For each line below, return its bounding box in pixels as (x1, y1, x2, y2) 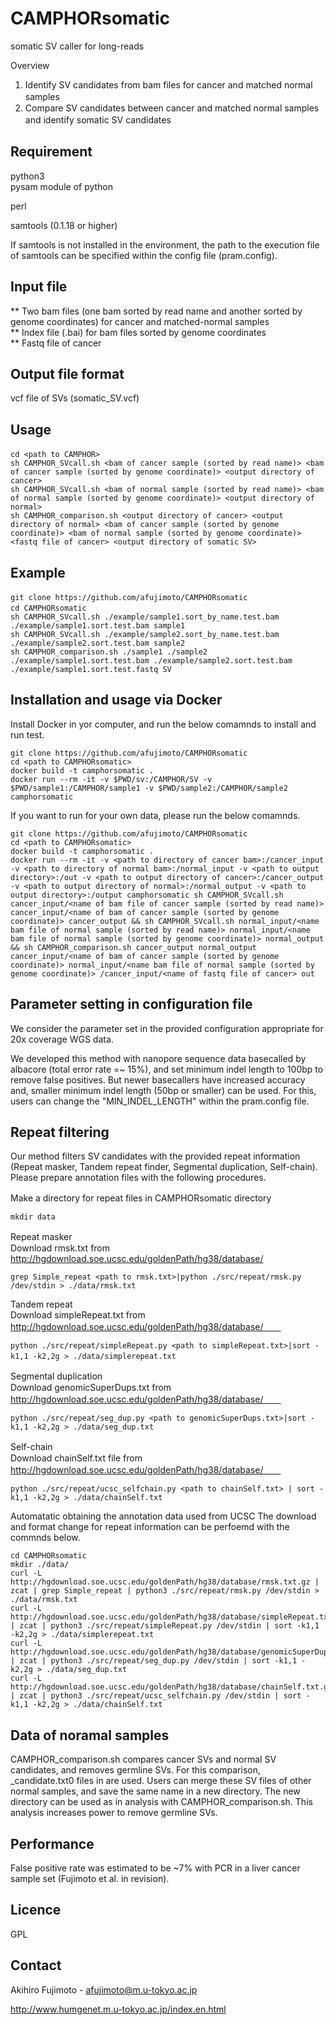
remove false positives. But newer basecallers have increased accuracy (10, 1073, 306, 1086)
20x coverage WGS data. (10, 1033, 114, 1045)
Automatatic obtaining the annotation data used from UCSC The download (10, 1510, 317, 1522)
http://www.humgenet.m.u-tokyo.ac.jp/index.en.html (10, 2003, 227, 2015)
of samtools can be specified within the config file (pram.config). (10, 249, 278, 261)
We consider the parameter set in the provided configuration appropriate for (10, 1022, 324, 1034)
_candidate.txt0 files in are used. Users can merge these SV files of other (10, 1775, 312, 1787)
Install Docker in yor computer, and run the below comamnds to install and (10, 718, 317, 730)
